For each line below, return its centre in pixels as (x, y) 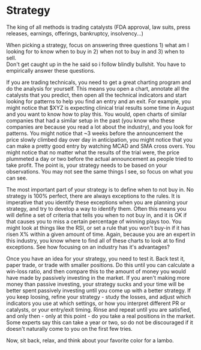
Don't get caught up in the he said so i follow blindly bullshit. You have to (96, 64)
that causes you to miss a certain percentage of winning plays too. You (94, 221)
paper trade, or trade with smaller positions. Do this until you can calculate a (100, 265)
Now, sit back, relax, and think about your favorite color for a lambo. (90, 340)
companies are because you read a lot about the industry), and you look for (100, 127)
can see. (17, 178)
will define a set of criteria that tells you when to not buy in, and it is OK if (97, 215)
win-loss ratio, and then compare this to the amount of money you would (96, 271)
